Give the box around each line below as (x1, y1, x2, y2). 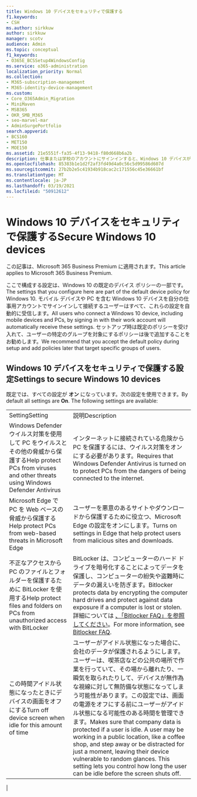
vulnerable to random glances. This (73, 755, 170, 763)
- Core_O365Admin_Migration (6, 96, 75, 101)
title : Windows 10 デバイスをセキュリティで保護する (6, 8, 123, 15)
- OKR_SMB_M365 (6, 112, 43, 118)
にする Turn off (9, 706, 49, 714)
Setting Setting (9, 411, 49, 420)
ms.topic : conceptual (6, 47, 59, 53)
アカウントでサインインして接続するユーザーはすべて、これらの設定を (16, 302, 185, 309)
